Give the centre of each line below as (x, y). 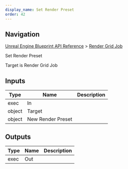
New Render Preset (50, 119)
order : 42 (15, 14)
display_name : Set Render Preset (40, 10)
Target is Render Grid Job (32, 65)
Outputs (18, 137)
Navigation (22, 34)
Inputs (15, 81)
